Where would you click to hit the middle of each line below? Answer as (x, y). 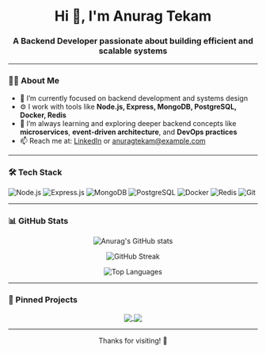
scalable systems (133, 51)
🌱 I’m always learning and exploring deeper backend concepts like (128, 123)
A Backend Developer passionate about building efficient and (133, 41)
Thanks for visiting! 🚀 (133, 340)
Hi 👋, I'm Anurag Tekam (133, 16)
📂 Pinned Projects (43, 300)
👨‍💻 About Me (34, 81)
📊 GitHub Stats (38, 221)
